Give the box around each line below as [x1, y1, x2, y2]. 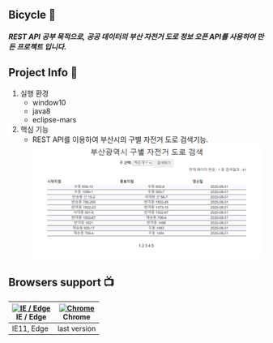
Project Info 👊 [8, 66, 79, 79]
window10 [32, 97, 66, 107]
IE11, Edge [11, 324, 49, 333]
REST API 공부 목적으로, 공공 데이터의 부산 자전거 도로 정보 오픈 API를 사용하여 [8, 32, 256, 41]
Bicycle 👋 [8, 8, 57, 22]
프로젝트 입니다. [16, 41, 67, 51]
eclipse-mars [32, 114, 77, 124]
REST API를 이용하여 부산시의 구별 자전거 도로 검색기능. [32, 135, 209, 144]
